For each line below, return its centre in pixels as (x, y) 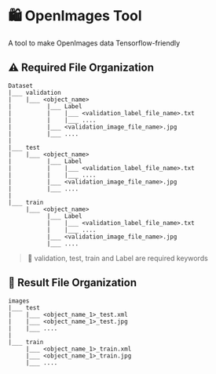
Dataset (21, 85)
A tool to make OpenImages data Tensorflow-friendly (94, 43)
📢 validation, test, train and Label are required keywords (117, 258)
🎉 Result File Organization (73, 283)
